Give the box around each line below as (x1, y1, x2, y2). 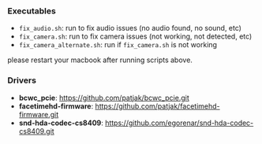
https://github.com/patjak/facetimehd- (95, 101, 220, 111)
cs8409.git (18, 126, 54, 135)
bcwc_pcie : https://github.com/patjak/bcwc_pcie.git (18, 93, 190, 102)
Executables (7, 6, 56, 17)
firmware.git (18, 109, 59, 119)
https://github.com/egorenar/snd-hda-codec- (104, 118, 254, 127)
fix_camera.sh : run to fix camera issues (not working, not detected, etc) (18, 31, 253, 41)
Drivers (7, 75, 37, 86)
